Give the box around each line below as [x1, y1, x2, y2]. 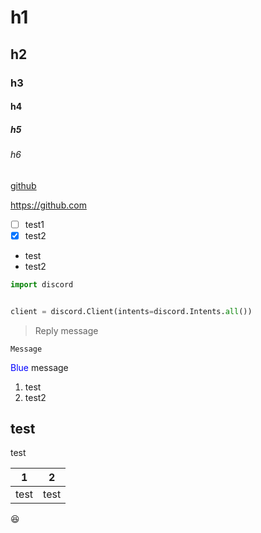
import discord [10, 279, 74, 290]
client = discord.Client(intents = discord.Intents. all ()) [10, 306, 253, 316]
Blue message [10, 361, 69, 373]
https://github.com [10, 199, 87, 211]
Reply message [34, 324, 99, 336]
